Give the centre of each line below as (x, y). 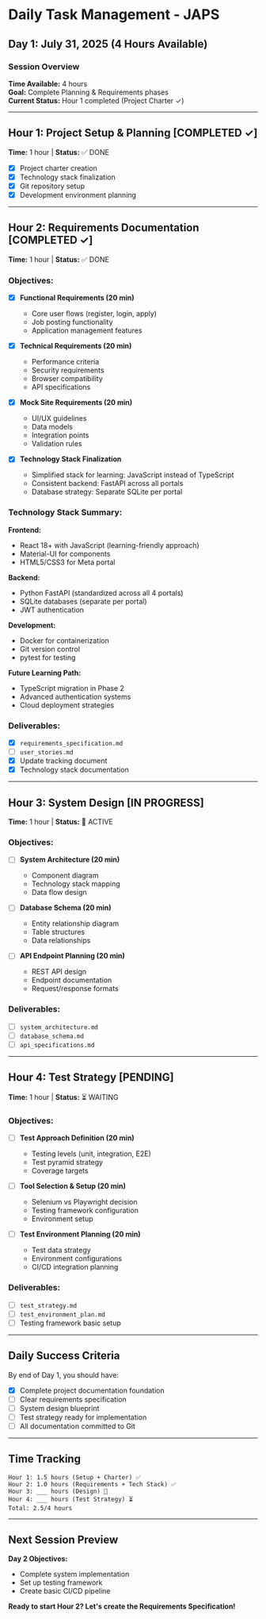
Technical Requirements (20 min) (76, 346)
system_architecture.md (59, 1027)
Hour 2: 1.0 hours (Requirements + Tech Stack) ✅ (92, 1484)
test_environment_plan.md (62, 1314)
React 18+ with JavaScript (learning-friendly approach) (109, 545)
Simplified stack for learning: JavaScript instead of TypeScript (133, 475)
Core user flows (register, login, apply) (94, 314)
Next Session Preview (63, 1540)
